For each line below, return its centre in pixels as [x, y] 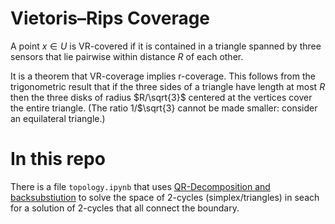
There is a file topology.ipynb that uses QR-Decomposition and [140, 186]
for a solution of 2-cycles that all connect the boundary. [125, 208]
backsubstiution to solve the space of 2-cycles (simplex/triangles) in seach [165, 197]
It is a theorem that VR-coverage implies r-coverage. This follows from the [163, 76]
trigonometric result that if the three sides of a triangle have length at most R [168, 86]
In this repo [58, 159]
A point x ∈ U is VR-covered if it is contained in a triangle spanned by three [166, 46]
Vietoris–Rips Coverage [110, 18]
